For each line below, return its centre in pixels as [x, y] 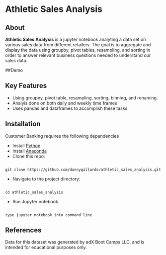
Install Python [26, 146]
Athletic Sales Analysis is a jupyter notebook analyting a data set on [76, 39]
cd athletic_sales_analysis [34, 192]
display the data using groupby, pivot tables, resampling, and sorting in [78, 50]
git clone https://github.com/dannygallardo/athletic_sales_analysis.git [83, 170]
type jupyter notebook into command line [49, 215]
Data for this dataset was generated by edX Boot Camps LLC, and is [75, 242]
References [23, 230]
